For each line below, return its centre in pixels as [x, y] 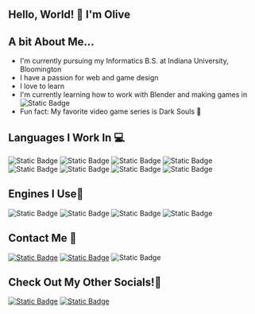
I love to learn [42, 86]
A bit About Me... [51, 42]
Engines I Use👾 [46, 194]
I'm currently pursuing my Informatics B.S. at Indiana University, [124, 61]
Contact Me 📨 [42, 238]
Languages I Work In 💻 [67, 137]
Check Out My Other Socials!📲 [85, 283]
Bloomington [41, 69]
